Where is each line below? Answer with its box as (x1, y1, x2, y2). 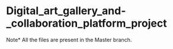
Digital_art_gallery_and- (6, 4, 126, 18)
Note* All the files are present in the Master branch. (6, 36, 132, 43)
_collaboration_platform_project (6, 17, 167, 30)
